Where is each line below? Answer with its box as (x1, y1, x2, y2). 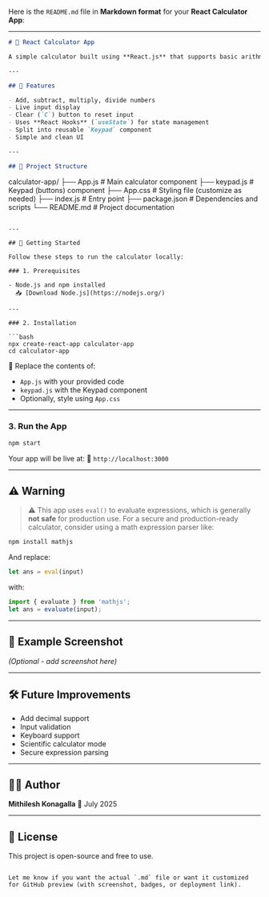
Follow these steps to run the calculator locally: (8, 252, 184, 261)
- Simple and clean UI (8, 133, 84, 141)
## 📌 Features (8, 82, 56, 90)
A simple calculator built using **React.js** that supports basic (8, 52, 239, 61)
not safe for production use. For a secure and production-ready (27, 514, 239, 524)
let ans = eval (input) (8, 568, 84, 576)
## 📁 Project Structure (8, 162, 88, 171)
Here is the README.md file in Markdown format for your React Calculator (8, 7, 248, 16)
